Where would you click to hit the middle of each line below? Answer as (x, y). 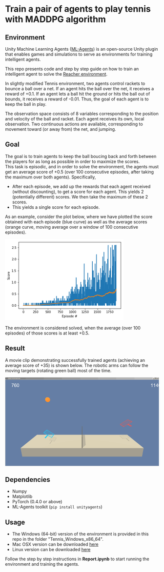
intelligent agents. (23, 59)
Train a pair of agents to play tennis (78, 9)
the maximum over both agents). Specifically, (51, 177)
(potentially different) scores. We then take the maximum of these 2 (80, 197)
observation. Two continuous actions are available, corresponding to (74, 124)
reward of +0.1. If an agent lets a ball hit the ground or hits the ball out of (78, 94)
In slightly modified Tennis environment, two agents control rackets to (75, 83)
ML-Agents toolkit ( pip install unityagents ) (57, 507)
